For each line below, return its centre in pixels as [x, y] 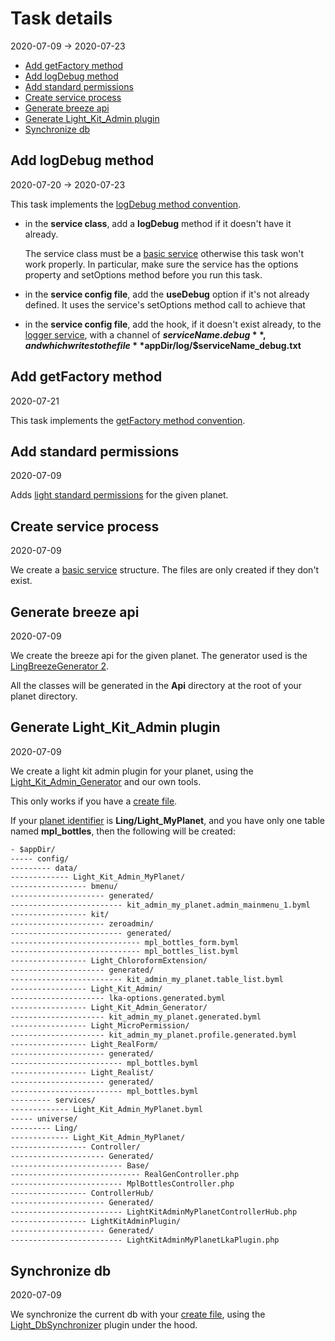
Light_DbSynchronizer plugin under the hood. [104, 1325]
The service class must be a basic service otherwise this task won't [164, 253]
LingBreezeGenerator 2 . [59, 666]
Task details [61, 18]
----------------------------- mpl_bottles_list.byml [125, 952]
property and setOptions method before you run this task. [143, 274]
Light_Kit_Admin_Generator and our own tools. [106, 781]
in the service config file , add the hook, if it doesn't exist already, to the [173, 324]
